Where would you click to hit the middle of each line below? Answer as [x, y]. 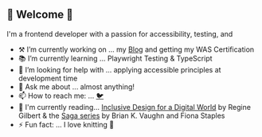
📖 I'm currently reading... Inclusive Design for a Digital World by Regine [135, 107]
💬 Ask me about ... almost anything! [76, 86]
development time [48, 78]
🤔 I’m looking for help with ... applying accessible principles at [119, 69]
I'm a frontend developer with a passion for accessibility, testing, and [120, 33]
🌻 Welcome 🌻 [40, 15]
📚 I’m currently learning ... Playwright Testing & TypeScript [115, 58]
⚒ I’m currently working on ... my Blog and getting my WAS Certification [136, 49]
